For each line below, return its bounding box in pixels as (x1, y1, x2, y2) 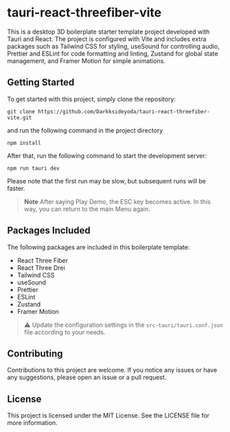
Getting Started (7, 77, 75, 89)
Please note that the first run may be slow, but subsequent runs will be (7, 177, 207, 185)
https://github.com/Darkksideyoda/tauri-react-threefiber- (37, 108, 211, 115)
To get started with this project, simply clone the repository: (7, 95, 176, 103)
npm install (7, 139, 41, 146)
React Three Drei (16, 263, 65, 272)
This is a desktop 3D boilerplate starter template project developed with (7, 27, 210, 36)
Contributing (7, 348, 63, 359)
